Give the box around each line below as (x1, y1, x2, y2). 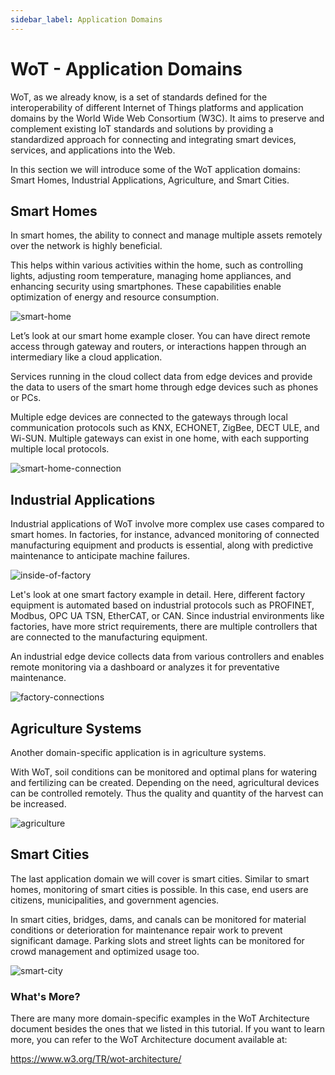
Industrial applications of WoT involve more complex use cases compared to (10, 518, 325, 530)
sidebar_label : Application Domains (10, 14, 163, 25)
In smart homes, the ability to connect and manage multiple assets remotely (10, 229, 323, 241)
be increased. (10, 798, 67, 810)
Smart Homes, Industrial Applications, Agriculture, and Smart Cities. (10, 174, 290, 186)
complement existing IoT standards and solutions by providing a (10, 122, 274, 135)
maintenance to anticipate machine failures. (10, 550, 190, 562)
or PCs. (10, 392, 42, 404)
